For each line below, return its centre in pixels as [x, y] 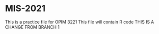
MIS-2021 [25, 8]
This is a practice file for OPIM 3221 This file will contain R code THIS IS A [80, 22]
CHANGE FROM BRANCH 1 [32, 27]
